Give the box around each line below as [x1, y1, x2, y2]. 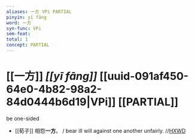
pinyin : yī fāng [6, 14, 47, 20]
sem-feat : [6, 31, 31, 37]
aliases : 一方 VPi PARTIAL [6, 8, 72, 15]
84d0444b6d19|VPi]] [6, 95, 116, 109]
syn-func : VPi [6, 25, 42, 32]
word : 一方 [6, 20, 32, 26]
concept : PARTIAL [6, 42, 50, 48]
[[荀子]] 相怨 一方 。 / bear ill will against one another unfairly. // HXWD [14, 127, 186, 134]
